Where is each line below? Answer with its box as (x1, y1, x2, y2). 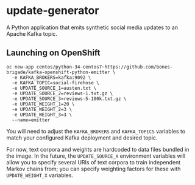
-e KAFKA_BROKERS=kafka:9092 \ (12, 74, 91, 81)
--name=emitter (12, 116, 51, 123)
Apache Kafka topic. (6, 30, 58, 37)
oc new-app (6, 64, 34, 70)
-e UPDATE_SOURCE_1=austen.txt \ (12, 85, 97, 91)
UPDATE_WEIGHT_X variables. (6, 171, 74, 179)
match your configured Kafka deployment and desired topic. (6, 134, 158, 141)
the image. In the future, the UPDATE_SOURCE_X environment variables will (6, 152, 186, 160)
